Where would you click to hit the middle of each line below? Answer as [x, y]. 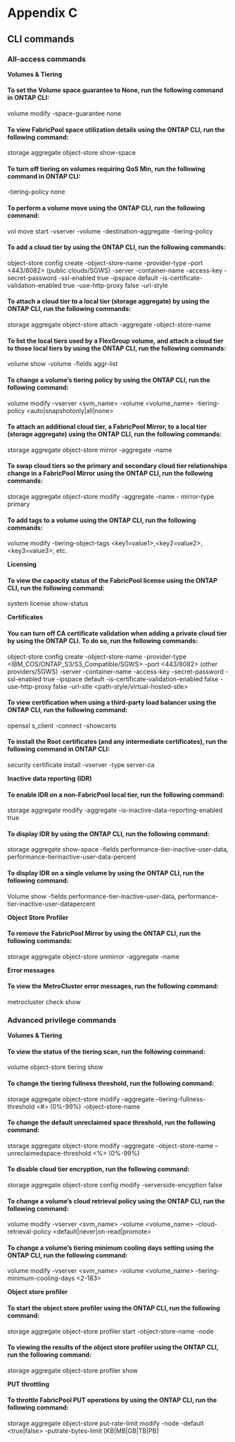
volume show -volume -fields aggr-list [63, 364]
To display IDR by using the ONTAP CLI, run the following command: [108, 834]
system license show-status [48, 604]
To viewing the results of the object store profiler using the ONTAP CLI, [113, 1347]
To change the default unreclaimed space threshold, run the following [112, 1122]
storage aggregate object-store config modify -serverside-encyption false [115, 1185]
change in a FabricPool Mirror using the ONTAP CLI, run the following [110, 474]
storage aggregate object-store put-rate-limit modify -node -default [106, 1424]
